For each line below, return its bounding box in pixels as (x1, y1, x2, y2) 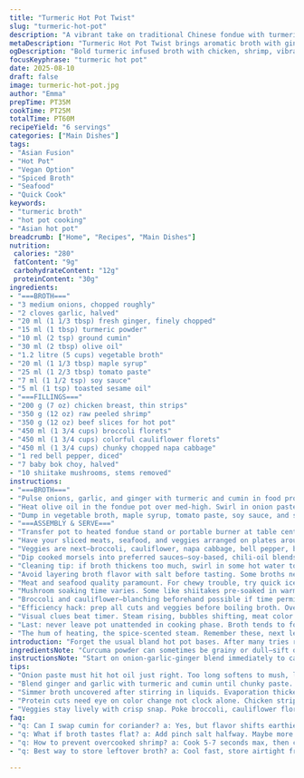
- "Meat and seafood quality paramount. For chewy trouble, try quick (9, 578, 281, 588)
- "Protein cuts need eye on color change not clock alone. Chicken (9, 695, 273, 705)
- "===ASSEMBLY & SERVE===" (9, 519, 116, 529)
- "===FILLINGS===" (9, 393, 83, 402)
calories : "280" (13, 249, 75, 258)
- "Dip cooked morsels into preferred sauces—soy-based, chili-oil (9, 552, 270, 562)
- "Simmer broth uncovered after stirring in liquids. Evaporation (9, 687, 270, 696)
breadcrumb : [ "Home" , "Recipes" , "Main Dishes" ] (9, 232, 196, 241)
